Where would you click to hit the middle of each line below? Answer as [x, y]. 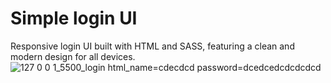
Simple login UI [74, 18]
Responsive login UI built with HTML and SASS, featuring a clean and [152, 46]
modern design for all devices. [73, 56]
